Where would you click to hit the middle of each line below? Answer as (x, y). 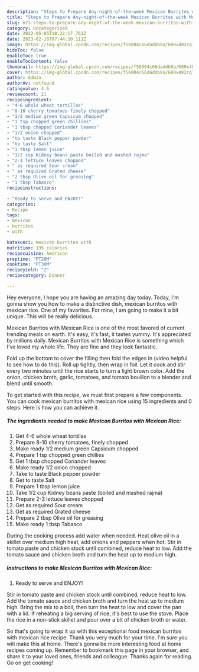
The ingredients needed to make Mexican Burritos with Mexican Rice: (94, 421)
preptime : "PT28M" (29, 259)
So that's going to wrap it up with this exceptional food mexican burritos (94, 631)
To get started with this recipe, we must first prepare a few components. (94, 395)
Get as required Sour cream (49, 505)
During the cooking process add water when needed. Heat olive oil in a (93, 535)
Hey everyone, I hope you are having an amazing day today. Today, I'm (93, 297)
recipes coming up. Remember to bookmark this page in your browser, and (98, 650)
